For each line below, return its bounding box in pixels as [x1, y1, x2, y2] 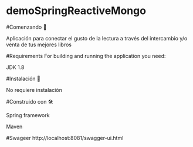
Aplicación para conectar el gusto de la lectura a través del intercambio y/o [6, 35, 188, 42]
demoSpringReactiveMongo [6, 4, 147, 18]
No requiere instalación [6, 86, 63, 93]
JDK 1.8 [6, 63, 25, 71]
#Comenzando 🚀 [6, 23, 47, 30]
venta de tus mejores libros [6, 41, 72, 48]
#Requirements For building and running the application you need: [6, 52, 166, 59]
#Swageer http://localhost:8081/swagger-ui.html [6, 134, 124, 141]
